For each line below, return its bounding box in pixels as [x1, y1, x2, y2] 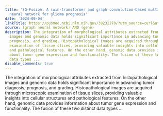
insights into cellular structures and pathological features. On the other [5, 95, 147, 101]
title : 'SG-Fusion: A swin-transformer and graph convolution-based [5, 7, 147, 12]
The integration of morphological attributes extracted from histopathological [5, 75, 157, 81]
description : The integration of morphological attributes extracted [5, 30, 149, 34]
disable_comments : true [5, 61, 53, 66]
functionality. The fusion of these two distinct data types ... [5, 105, 123, 112]
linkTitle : [5, 20, 27, 26]
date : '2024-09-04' [5, 16, 45, 21]
